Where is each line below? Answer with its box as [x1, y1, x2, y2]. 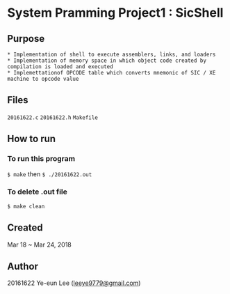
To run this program [7, 154, 75, 164]
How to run [7, 133, 56, 145]
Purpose [7, 33, 45, 45]
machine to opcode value [7, 75, 79, 82]
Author [7, 261, 38, 272]
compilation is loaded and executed [7, 63, 113, 70]
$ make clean [7, 203, 45, 210]
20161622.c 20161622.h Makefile [7, 114, 99, 121]
